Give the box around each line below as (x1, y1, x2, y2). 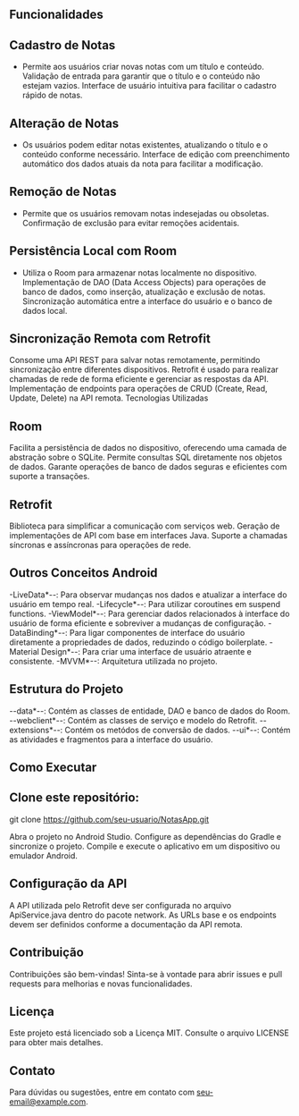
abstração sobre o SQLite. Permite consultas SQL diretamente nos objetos (9, 452, 283, 463)
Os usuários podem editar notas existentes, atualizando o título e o (21, 139, 269, 150)
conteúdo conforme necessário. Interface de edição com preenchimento (21, 149, 290, 160)
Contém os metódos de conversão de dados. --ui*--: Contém (64, 724, 291, 735)
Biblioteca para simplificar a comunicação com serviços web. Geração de (9, 520, 280, 531)
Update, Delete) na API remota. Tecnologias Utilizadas (9, 393, 209, 403)
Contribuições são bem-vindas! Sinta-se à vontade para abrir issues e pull (9, 968, 283, 979)
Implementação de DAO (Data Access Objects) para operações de (21, 276, 266, 287)
